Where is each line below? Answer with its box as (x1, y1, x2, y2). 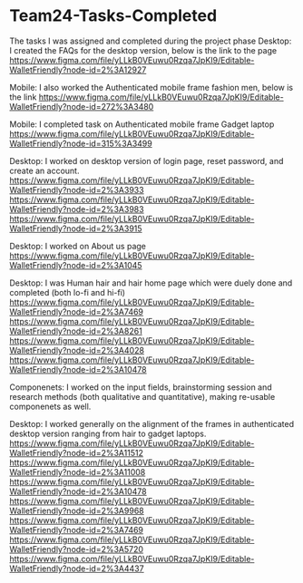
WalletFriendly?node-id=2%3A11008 (9, 466, 146, 477)
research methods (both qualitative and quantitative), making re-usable (9, 391, 276, 402)
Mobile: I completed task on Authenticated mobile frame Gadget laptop (9, 119, 275, 130)
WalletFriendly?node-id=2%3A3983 (9, 203, 144, 214)
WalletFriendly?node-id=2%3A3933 (9, 184, 144, 195)
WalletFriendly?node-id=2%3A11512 (9, 447, 143, 458)
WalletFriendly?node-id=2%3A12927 (9, 64, 147, 75)
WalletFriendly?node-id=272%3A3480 (9, 101, 154, 112)
